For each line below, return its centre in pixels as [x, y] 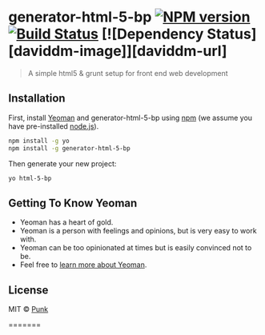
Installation [37, 99]
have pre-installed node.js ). [54, 126]
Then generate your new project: [62, 163]
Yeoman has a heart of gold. [66, 222]
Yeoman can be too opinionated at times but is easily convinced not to [136, 248]
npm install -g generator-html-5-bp [69, 148]
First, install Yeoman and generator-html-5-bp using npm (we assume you [130, 118]
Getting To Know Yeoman [73, 203]
